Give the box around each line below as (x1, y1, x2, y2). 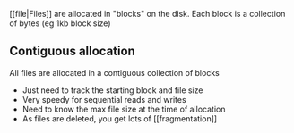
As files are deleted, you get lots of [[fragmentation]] (22, 112, 218, 124)
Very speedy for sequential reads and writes (22, 94, 186, 104)
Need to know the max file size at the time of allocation (22, 104, 226, 114)
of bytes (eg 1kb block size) (9, 18, 111, 29)
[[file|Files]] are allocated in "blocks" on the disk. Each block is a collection (9, 9, 286, 19)
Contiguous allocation (9, 44, 136, 59)
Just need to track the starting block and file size (22, 85, 203, 96)
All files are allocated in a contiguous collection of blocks (9, 67, 220, 78)
